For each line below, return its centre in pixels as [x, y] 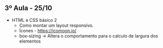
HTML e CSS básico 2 [34, 20]
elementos [30, 41]
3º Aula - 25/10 [28, 8]
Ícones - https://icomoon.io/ [48, 30]
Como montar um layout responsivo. [56, 25]
